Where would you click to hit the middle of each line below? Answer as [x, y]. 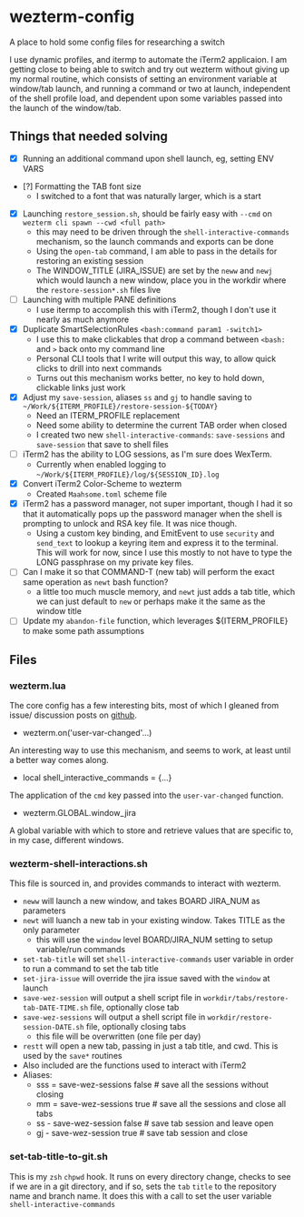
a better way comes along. [59, 760]
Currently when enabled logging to [101, 465]
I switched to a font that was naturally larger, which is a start [148, 196]
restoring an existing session [90, 260]
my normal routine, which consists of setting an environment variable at [143, 78]
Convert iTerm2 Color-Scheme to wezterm [102, 484]
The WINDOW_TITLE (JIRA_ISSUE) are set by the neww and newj [154, 270]
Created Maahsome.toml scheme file [102, 494]
